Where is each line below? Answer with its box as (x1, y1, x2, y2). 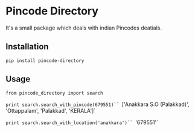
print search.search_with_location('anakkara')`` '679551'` (5, 119, 158, 126)
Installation (5, 42, 49, 52)
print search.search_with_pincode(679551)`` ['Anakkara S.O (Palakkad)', (5, 101, 190, 108)
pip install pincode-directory (5, 57, 85, 64)
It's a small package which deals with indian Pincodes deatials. (5, 24, 162, 31)
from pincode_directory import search (5, 90, 103, 96)
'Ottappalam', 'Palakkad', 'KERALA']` (5, 107, 96, 114)
